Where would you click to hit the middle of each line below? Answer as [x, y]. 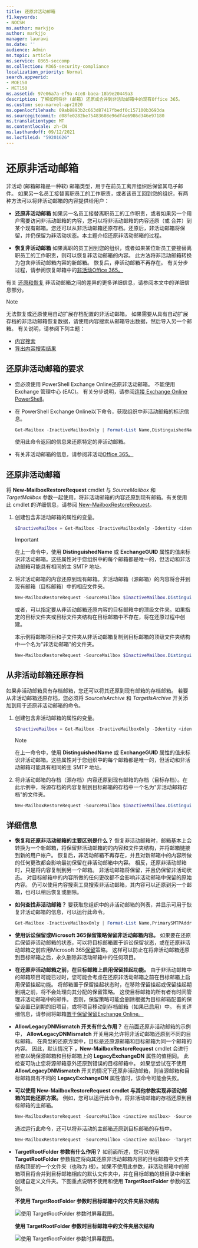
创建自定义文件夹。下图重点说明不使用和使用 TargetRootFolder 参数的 [100, 1181]
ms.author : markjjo [30, 28]
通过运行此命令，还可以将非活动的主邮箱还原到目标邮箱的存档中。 [95, 1128]
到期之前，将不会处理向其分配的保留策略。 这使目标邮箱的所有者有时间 [100, 992]
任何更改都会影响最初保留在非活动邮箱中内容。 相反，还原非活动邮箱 [103, 863]
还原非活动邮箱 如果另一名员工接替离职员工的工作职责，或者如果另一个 [100, 213]
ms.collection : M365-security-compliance [58, 66]
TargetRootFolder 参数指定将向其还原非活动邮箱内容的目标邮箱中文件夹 [102, 1159]
